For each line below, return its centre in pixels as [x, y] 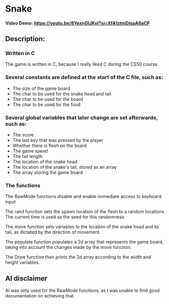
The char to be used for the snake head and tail [62, 93]
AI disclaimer [26, 278]
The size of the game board [41, 88]
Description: [25, 39]
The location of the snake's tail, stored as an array [65, 167]
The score [23, 135]
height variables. [23, 263]
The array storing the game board [48, 173]
